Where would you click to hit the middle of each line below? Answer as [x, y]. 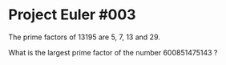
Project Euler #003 [72, 15]
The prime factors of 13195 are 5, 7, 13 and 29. [84, 37]
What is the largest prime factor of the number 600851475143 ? [113, 52]
